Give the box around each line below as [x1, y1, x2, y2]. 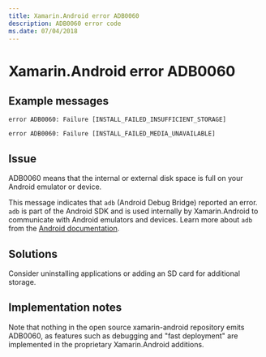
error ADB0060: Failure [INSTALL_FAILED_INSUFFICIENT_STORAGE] [8, 115, 227, 124]
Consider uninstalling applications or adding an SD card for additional [8, 269, 241, 278]
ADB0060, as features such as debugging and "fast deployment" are [8, 330, 238, 341]
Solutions [8, 247, 58, 260]
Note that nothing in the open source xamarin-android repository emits [8, 322, 245, 332]
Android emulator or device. [8, 182, 102, 191]
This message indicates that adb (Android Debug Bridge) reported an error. [8, 198, 258, 208]
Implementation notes [8, 301, 122, 315]
